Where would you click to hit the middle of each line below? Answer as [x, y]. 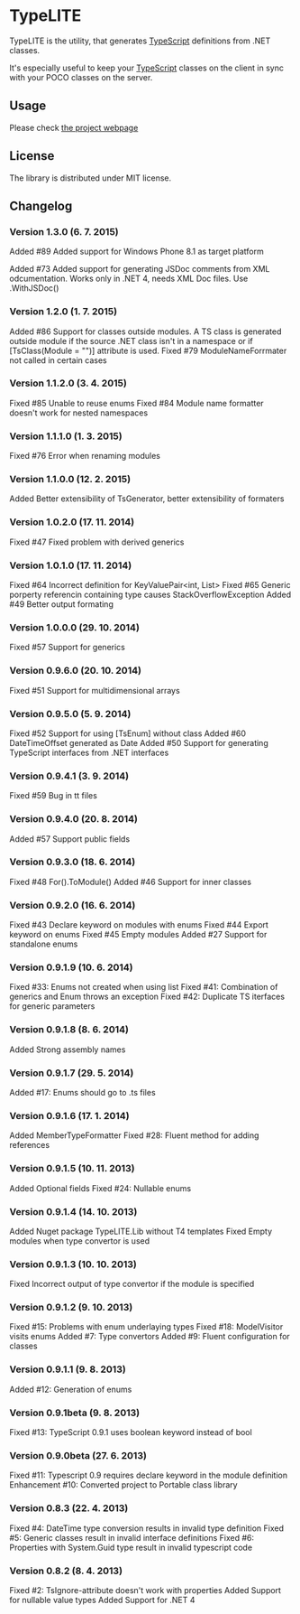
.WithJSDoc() [34, 288]
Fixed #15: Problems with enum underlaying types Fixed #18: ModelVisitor [146, 1327]
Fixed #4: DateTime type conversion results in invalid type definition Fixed [146, 1528]
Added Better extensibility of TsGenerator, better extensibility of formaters [147, 499]
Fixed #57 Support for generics [68, 648]
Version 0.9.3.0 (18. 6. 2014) [73, 862]
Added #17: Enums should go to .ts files [82, 1092]
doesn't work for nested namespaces [79, 413]
